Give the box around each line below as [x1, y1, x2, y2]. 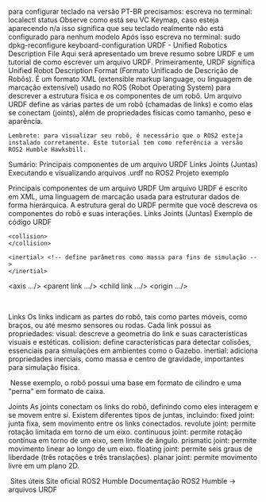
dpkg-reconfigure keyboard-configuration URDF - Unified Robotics [8, 41, 228, 50]
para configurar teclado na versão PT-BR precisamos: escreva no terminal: [8, 7, 253, 16]
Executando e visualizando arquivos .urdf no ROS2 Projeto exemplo [8, 168, 229, 177]
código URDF [8, 218, 52, 226]
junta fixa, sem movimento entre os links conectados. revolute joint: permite [8, 419, 256, 428]
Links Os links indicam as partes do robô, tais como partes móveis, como [8, 312, 248, 321]
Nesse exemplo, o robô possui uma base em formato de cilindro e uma [10, 378, 242, 388]
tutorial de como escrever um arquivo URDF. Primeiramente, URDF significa [8, 57, 256, 67]
